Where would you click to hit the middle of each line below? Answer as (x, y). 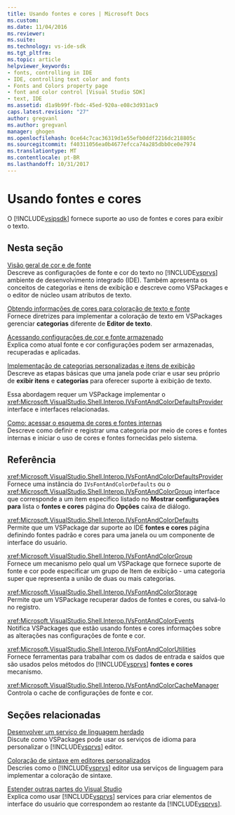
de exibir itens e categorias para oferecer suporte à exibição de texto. (109, 380)
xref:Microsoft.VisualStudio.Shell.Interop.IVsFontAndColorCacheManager (113, 686)
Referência (32, 460)
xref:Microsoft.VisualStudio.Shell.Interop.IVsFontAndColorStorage (102, 592)
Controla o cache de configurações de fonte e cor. (80, 693)
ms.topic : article (34, 60)
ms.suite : (22, 40)
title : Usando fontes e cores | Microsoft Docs (78, 14)
